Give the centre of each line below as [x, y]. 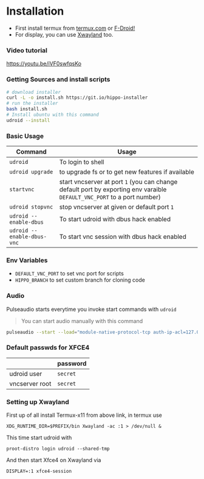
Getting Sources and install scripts [58, 79]
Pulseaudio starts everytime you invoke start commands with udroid [92, 309]
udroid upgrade [31, 172]
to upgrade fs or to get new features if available [127, 172]
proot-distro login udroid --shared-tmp [58, 449]
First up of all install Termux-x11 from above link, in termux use [84, 415]
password [72, 363]
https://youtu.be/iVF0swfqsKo [44, 64]
